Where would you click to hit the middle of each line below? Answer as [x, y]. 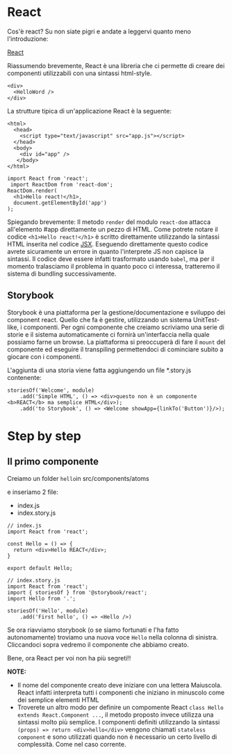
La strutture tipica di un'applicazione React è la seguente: [90, 111]
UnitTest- [207, 319]
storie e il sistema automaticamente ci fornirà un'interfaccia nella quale [108, 334]
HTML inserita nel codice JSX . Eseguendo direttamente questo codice [108, 244]
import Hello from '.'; [42, 598]
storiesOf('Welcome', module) [51, 390]
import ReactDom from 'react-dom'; [61, 184]
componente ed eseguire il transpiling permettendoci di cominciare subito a [115, 349]
